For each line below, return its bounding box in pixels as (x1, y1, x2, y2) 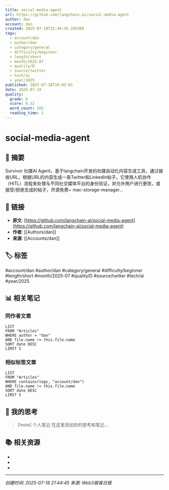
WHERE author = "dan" (5, 333, 51, 338)
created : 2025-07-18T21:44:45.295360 (5, 26, 84, 31)
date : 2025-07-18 (5, 87, 42, 92)
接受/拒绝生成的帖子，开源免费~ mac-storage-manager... (5, 187, 123, 193)
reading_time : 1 (10, 110, 44, 116)
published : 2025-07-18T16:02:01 (5, 82, 73, 87)
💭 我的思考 (5, 407, 38, 416)
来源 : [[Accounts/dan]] (12, 235, 60, 241)
